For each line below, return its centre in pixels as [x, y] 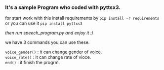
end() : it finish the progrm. [33, 63]
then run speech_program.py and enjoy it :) [49, 33]
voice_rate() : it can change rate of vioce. [48, 57]
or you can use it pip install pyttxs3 [44, 23]
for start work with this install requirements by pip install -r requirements [82, 18]
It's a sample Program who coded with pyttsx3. [63, 7]
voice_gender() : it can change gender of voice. [54, 52]
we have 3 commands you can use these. [47, 42]
